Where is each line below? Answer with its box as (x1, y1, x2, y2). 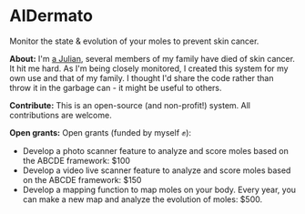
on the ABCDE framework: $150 (22, 174, 142, 185)
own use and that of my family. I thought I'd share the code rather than (9, 72, 274, 83)
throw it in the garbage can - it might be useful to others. (9, 82, 222, 93)
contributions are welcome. (9, 109, 112, 120)
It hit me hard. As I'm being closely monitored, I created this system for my (9, 63, 289, 74)
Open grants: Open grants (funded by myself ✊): (9, 127, 192, 138)
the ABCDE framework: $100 (22, 155, 130, 166)
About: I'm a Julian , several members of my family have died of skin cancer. (9, 53, 296, 64)
